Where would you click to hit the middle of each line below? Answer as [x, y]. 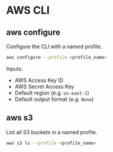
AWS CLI [28, 10]
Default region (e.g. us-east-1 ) [52, 93]
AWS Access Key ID [39, 80]
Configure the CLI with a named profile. [54, 46]
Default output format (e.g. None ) [54, 99]
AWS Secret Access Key [44, 86]
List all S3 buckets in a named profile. [52, 132]
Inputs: [14, 68]
